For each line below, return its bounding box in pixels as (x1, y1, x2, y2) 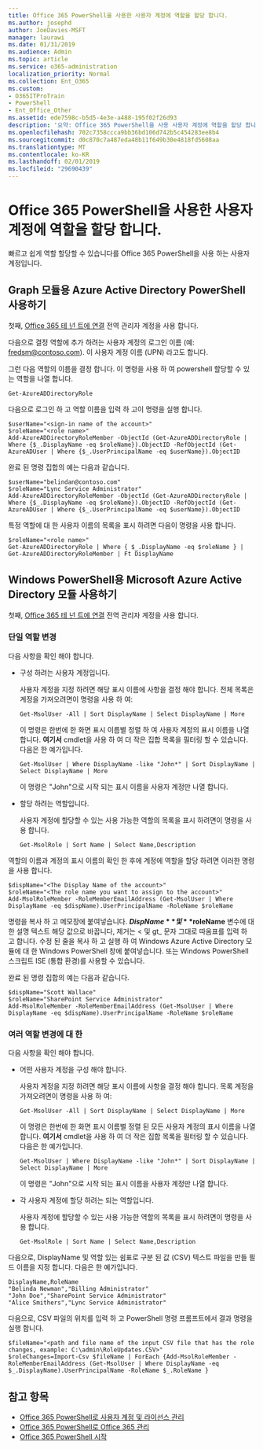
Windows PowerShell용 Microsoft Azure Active (8, 573, 242, 587)
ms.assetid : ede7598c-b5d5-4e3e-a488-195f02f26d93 (8, 114, 177, 122)
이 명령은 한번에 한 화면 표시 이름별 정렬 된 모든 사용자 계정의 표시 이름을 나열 (19, 1122, 256, 1131)
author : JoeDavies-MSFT (8, 26, 86, 34)
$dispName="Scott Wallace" (8, 988, 97, 996)
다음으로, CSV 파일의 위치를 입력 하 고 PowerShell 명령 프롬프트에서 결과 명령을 (8, 1314, 253, 1323)
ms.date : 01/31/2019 (8, 41, 76, 49)
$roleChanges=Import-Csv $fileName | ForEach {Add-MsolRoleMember (8, 1353, 230, 1361)
